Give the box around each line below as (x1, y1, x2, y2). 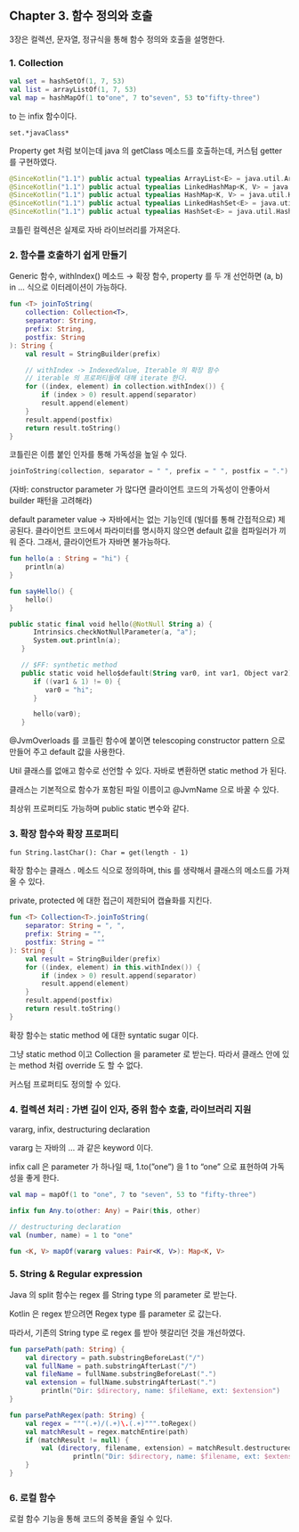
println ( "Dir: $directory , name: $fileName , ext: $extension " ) (41, 1387, 280, 1396)
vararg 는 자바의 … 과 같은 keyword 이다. (9, 1143, 154, 1153)
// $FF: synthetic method (20, 660, 117, 670)
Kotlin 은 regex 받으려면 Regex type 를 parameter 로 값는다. (9, 1308, 222, 1319)
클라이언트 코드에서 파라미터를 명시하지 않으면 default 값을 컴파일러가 (35, 525, 278, 537)
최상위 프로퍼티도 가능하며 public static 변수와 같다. (9, 803, 190, 814)
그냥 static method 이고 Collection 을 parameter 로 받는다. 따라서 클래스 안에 (9, 1048, 280, 1059)
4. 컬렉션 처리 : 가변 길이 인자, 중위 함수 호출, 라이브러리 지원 (9, 1103, 252, 1116)
